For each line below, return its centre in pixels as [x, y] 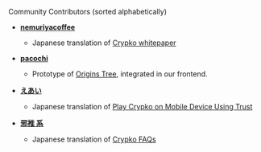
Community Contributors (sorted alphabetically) [88, 12]
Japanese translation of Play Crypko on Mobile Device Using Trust [142, 107]
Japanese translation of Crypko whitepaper [104, 43]
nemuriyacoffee [48, 27]
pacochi [34, 58]
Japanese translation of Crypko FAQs [94, 139]
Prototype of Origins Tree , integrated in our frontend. [120, 74]
